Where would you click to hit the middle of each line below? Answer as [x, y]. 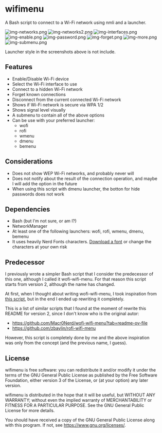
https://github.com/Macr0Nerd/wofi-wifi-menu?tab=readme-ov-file [80, 323]
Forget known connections [39, 94]
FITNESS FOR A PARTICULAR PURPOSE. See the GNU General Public [75, 405]
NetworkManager [30, 226]
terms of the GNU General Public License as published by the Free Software [81, 375]
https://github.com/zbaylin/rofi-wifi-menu [54, 328]
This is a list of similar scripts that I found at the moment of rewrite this [76, 309]
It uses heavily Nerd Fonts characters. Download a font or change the [82, 242]
